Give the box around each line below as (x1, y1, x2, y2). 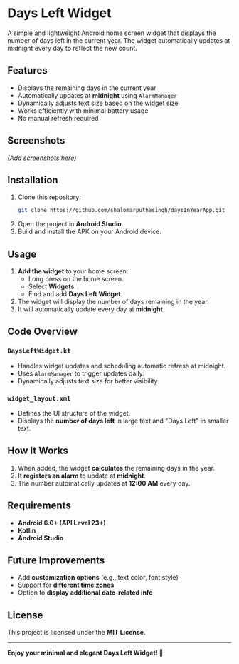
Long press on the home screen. (28, 275, 124, 283)
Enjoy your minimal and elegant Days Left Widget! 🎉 (7, 648, 164, 658)
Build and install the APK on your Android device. (17, 227, 162, 236)
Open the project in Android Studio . (17, 220, 124, 228)
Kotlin (17, 526, 36, 535)
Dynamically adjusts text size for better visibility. (17, 376, 160, 385)
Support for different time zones (17, 580, 115, 590)
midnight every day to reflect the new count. (7, 44, 137, 52)
